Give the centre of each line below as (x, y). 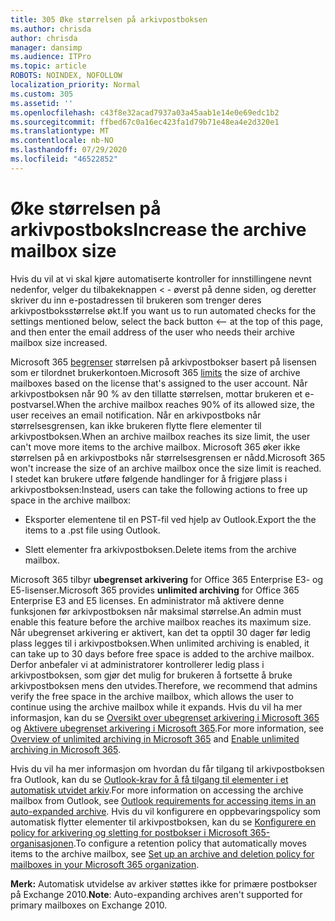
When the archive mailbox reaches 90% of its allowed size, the (185, 404)
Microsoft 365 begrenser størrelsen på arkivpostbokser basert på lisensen (163, 362)
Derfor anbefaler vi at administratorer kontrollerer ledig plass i (137, 664)
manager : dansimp (46, 47)
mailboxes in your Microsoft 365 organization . (105, 864)
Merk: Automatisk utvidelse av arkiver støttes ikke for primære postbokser (164, 883)
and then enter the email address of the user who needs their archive (153, 332)
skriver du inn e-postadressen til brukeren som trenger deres (136, 300)
